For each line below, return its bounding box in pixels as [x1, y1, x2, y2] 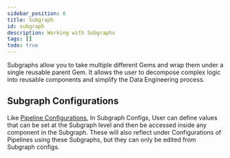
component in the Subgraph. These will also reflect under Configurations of [7, 128, 222, 136]
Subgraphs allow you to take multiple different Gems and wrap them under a [7, 61, 224, 69]
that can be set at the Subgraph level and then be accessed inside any [7, 121, 207, 129]
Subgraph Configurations [7, 95, 119, 107]
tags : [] [7, 36, 32, 43]
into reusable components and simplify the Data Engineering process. [7, 76, 205, 83]
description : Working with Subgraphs [7, 29, 116, 36]
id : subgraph [7, 23, 45, 30]
